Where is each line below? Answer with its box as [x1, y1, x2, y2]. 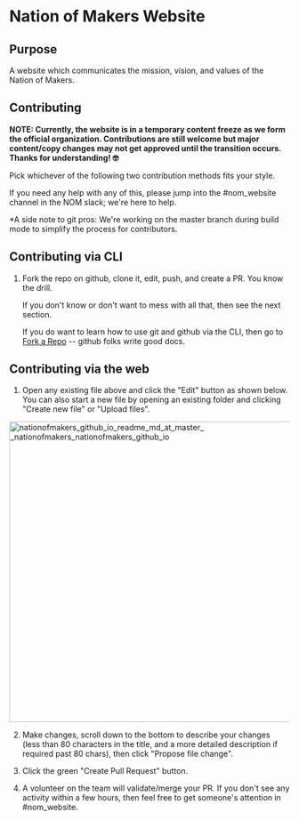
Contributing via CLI [9, 249, 123, 264]
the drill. [21, 282, 53, 293]
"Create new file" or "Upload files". [21, 404, 150, 414]
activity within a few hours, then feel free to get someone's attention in [21, 792, 282, 803]
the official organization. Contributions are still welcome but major [9, 133, 260, 144]
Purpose [9, 42, 58, 57]
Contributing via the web [9, 362, 149, 377]
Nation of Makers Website [9, 6, 206, 27]
